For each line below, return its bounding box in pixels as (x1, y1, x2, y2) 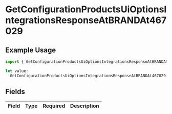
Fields (5, 87, 26, 96)
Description (70, 102, 100, 109)
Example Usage (5, 45, 56, 54)
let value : (5, 68, 29, 74)
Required (42, 102, 66, 109)
